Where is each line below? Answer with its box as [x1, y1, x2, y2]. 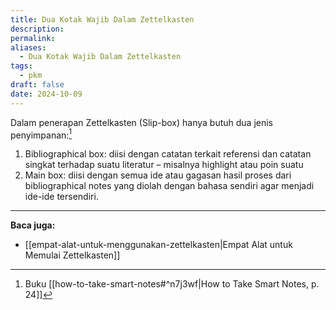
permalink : [10, 33, 56, 43]
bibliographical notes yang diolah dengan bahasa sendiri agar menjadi [24, 180, 315, 192]
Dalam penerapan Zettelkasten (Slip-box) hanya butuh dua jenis [10, 116, 273, 128]
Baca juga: [10, 219, 56, 231]
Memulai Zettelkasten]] [24, 249, 121, 261]
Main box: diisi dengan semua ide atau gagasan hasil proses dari [24, 169, 292, 181]
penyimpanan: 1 [10, 127, 73, 141]
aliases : [10, 42, 47, 53]
